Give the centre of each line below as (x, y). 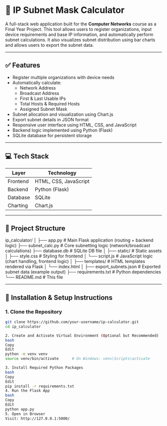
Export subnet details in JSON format (50, 119)
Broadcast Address (40, 93)
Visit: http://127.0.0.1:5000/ (38, 419)
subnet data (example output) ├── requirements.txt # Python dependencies (83, 272)
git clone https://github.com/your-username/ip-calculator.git (72, 322)
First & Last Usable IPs (43, 98)
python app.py (20, 409)
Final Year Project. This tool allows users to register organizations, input (79, 29)
